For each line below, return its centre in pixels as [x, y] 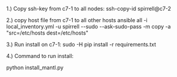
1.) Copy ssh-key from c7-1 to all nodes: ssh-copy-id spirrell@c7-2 [89, 9]
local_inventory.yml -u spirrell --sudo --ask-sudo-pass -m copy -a [88, 27]
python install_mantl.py [35, 67]
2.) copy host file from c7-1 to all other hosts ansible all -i [77, 20]
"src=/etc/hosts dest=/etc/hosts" [47, 33]
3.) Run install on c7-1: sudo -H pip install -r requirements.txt [81, 44]
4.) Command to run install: [40, 56]
